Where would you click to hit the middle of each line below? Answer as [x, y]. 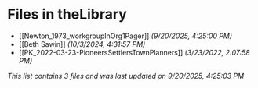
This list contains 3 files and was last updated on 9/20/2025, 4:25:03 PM [126, 76]
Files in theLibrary [67, 14]
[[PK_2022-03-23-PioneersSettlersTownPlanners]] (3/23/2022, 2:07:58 [134, 52]
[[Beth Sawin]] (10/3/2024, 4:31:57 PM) [82, 44]
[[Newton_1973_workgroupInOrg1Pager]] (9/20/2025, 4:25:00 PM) [125, 36]
